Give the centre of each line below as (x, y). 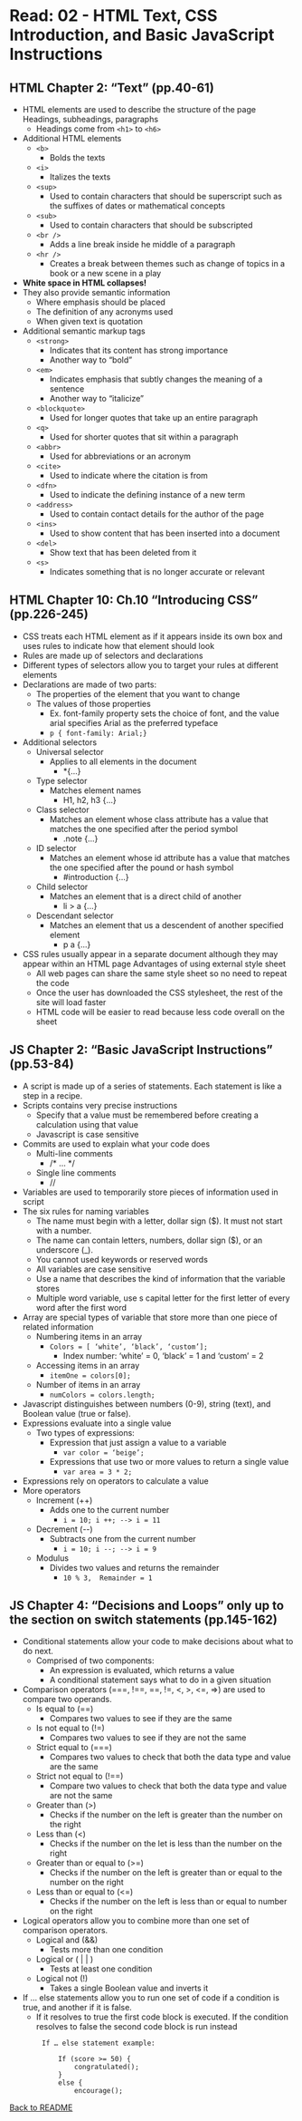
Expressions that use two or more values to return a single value (169, 1461)
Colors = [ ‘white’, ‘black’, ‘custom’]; (128, 1347)
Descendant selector (75, 915)
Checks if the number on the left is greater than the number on (166, 1815)
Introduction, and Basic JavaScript (142, 35)
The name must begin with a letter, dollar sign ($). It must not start (159, 1221)
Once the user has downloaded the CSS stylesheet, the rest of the (159, 993)
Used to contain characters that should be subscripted (151, 225)
